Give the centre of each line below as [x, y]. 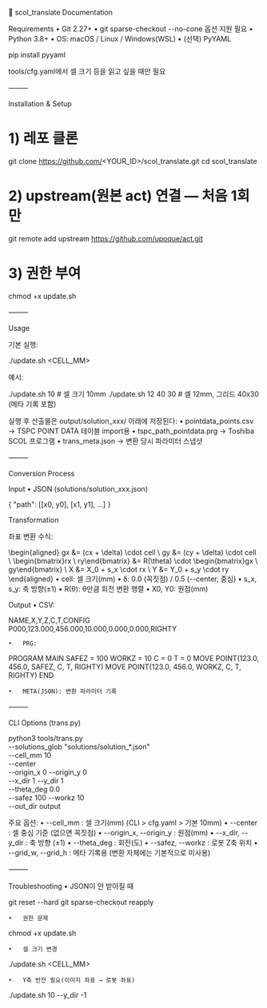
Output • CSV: [32, 604]
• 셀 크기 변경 [33, 949]
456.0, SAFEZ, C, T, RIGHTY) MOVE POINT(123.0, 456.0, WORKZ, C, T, [125, 667]
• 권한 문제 [28, 918]
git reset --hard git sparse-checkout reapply [81, 902]
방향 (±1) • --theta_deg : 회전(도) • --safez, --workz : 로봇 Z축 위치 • [148, 843]
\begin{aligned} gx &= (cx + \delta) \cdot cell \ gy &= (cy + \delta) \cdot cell [132, 552]
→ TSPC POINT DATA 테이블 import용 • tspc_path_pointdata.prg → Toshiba [131, 431]
